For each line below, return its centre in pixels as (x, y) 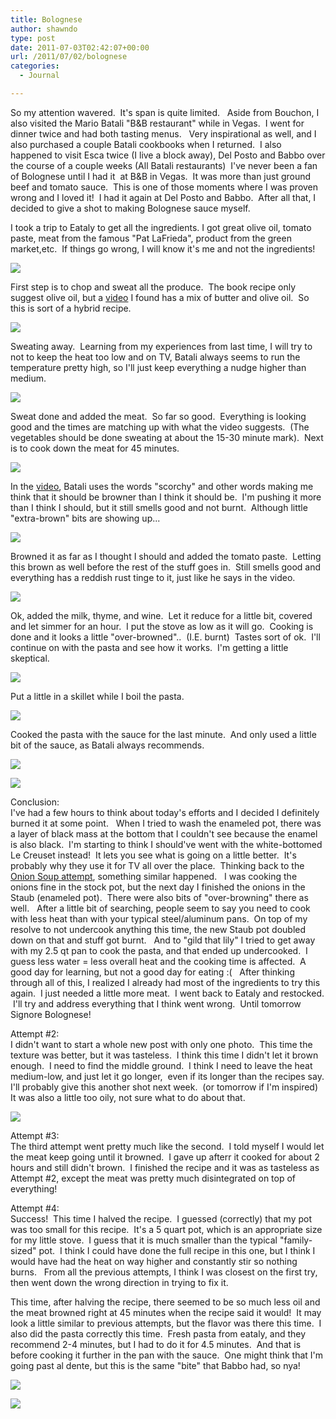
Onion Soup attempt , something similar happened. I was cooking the (154, 876)
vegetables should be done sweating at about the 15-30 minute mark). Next (167, 437)
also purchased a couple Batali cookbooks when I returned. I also (146, 144)
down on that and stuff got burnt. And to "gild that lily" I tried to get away (163, 940)
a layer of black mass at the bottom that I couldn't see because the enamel (164, 833)
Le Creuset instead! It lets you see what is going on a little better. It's (153, 855)
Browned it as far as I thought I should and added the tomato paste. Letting (166, 556)
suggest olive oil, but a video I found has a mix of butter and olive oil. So (160, 297)
